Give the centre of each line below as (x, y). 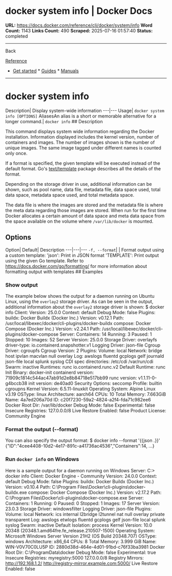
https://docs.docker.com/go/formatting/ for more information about (76, 266)
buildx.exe (16, 492)
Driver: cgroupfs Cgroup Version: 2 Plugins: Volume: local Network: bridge (84, 350)
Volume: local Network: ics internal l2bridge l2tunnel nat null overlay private (85, 514)
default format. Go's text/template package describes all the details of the (83, 168)
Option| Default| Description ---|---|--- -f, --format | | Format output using (85, 249)
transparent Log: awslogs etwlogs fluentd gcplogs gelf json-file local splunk (85, 520)
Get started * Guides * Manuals (46, 71)
